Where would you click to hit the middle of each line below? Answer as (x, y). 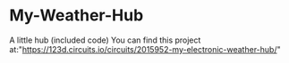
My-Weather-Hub (76, 16)
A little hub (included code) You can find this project (105, 40)
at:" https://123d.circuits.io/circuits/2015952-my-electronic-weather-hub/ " (145, 49)
